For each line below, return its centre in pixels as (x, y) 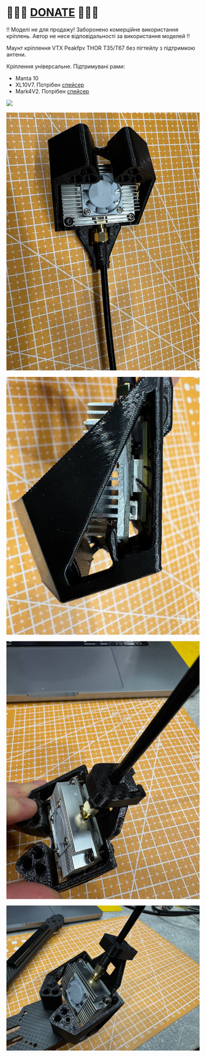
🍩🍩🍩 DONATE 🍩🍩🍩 (53, 13)
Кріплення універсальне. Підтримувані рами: (66, 66)
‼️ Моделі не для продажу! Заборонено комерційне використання (93, 29)
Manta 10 (27, 78)
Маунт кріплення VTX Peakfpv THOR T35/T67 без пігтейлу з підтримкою (101, 48)
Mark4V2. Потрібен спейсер (52, 91)
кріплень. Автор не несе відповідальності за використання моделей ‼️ (98, 36)
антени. (16, 54)
